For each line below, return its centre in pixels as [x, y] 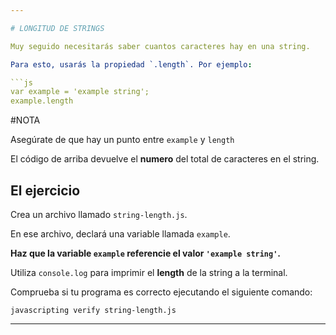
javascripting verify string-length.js [93, 310]
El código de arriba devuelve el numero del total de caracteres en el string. [165, 159]
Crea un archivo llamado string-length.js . [99, 214]
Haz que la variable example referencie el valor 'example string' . [146, 253]
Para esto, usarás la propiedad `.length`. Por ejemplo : [131, 64]
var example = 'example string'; [80, 92]
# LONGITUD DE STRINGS [57, 28]
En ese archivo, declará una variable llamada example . [120, 233]
